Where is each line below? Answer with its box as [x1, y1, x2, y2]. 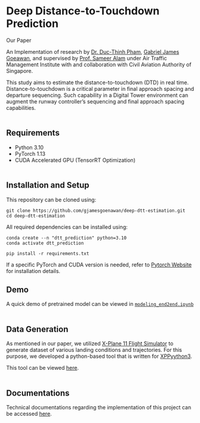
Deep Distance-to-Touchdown [6, 4, 160, 18]
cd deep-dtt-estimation [6, 213, 66, 219]
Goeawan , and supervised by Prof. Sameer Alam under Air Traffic [6, 54, 167, 62]
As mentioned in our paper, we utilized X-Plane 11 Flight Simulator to [6, 340, 174, 347]
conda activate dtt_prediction [6, 240, 84, 246]
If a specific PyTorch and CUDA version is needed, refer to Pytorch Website [6, 261, 192, 268]
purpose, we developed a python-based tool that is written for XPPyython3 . [6, 352, 192, 360]
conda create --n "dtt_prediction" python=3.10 [6, 235, 127, 241]
